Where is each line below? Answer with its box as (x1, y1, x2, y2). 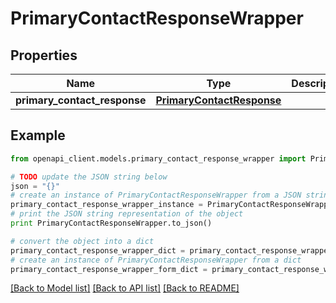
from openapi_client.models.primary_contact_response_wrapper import (10, 153, 307, 164)
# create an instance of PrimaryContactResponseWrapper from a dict (10, 255, 302, 265)
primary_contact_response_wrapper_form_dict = (10, 264, 208, 274)
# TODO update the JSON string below (10, 172, 168, 182)
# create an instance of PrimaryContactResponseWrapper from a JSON (10, 190, 302, 201)
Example (10, 127, 66, 144)
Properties (10, 47, 78, 64)
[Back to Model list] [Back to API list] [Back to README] (10, 282, 240, 294)
